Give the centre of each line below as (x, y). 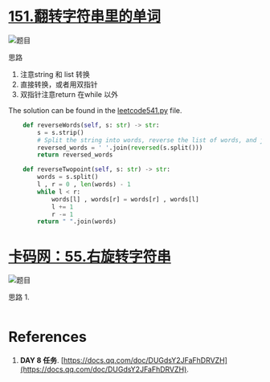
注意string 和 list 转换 (55, 74)
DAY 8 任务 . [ (42, 360)
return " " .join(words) (77, 221)
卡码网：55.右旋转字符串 (90, 256)
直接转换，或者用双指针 (59, 84)
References (47, 337)
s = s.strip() (61, 132)
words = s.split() (68, 177)
